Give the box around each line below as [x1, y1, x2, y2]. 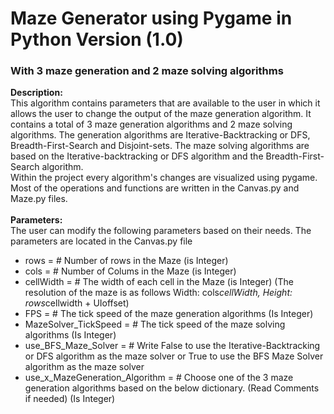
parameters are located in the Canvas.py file [10, 235, 193, 247]
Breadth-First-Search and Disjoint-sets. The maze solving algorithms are [10, 140, 310, 152]
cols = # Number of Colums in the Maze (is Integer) [24, 265, 237, 277]
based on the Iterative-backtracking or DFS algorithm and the [10, 150, 264, 162]
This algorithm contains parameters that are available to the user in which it [10, 97, 321, 109]
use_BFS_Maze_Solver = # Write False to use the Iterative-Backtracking [24, 340, 321, 352]
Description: [10, 87, 63, 99]
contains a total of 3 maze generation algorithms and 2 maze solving [10, 118, 293, 131]
